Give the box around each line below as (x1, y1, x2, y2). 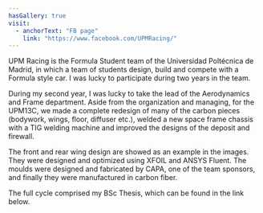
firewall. (8, 132, 34, 141)
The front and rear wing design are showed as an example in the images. (8, 147, 249, 157)
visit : (8, 19, 30, 27)
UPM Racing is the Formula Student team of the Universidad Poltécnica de (8, 56, 254, 66)
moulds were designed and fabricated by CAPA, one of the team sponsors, (8, 164, 256, 174)
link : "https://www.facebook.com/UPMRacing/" (22, 34, 178, 43)
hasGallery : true (8, 11, 67, 20)
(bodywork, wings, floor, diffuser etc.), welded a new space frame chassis (8, 114, 254, 125)
